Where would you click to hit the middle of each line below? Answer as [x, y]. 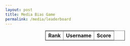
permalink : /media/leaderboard [38, 19]
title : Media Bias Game [30, 14]
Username [79, 35]
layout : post [19, 10]
